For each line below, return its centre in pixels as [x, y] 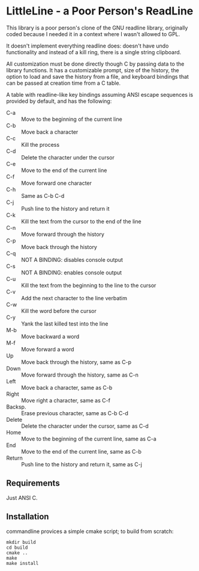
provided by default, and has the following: [59, 101]
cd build [17, 548]
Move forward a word [48, 349]
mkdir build [21, 542]
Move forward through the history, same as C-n [80, 375]
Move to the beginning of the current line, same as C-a [89, 439]
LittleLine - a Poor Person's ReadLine [100, 11]
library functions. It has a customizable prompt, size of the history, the [93, 70]
